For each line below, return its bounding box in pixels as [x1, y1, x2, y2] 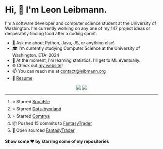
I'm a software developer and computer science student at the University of [5, 20, 157, 26]
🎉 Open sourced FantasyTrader [12, 127, 75, 133]
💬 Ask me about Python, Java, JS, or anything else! [12, 40, 115, 45]
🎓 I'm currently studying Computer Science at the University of [12, 45, 140, 51]
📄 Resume [12, 75, 33, 81]
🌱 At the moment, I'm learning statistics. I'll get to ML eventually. [12, 57, 141, 63]
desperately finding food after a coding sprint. [5, 30, 97, 36]
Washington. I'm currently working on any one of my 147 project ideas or [5, 25, 150, 31]
